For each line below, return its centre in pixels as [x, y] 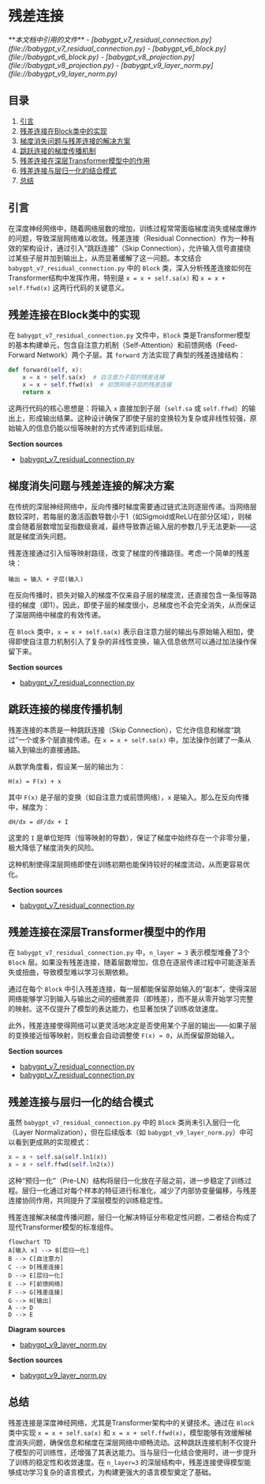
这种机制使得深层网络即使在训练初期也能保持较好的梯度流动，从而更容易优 [129, 864]
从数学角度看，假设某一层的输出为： [67, 766]
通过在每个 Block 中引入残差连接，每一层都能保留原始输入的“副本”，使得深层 [133, 989]
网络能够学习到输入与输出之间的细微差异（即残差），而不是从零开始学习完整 [131, 999]
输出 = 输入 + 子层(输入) [46, 579]
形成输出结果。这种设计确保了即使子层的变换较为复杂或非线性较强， [139, 418]
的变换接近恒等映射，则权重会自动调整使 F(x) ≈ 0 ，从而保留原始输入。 [123, 1036]
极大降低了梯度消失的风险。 [53, 848]
